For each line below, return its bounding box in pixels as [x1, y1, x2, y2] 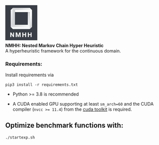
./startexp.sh [5, 135, 35, 140]
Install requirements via [5, 72, 54, 78]
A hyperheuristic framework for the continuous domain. [5, 48, 122, 54]
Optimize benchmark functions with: [5, 121, 124, 129]
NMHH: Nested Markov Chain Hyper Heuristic [5, 42, 104, 49]
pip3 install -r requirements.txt [5, 82, 78, 87]
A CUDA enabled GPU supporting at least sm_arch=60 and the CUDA [12, 101, 154, 107]
